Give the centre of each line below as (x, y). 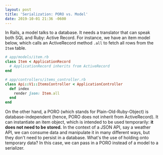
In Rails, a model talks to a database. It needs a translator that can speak (78, 33)
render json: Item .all (37, 93)
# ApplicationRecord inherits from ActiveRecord (60, 66)
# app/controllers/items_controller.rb (45, 79)
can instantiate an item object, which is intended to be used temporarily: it (79, 122)
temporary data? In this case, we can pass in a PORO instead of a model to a (82, 143)
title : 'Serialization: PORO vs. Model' (47, 14)
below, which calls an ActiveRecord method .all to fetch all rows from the (79, 43)
